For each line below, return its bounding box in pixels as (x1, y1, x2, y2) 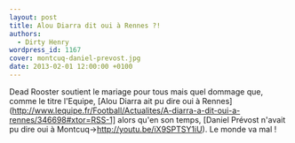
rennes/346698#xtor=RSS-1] (9, 114, 116, 124)
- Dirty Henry (17, 37, 69, 47)
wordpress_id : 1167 (9, 46, 82, 55)
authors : (9, 29, 42, 38)
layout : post (9, 12, 58, 22)
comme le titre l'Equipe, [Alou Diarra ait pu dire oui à (9, 95, 201, 106)
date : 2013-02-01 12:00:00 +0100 (9, 63, 133, 71)
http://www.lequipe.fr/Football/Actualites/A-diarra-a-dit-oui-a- (12, 105, 241, 116)
